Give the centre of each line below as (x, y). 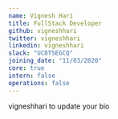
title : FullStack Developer (55, 23)
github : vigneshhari (43, 31)
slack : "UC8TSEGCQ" (41, 53)
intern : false (32, 76)
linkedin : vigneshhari (46, 46)
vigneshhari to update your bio (59, 106)
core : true (26, 68)
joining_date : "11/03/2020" (55, 61)
